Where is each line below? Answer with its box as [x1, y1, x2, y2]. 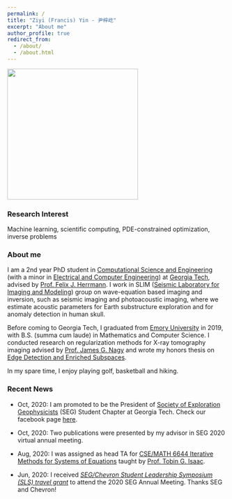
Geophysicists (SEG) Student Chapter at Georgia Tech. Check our [17, 408, 206, 416]
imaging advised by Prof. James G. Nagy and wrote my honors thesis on [7, 346, 215, 355]
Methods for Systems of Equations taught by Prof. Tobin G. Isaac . [17, 456, 206, 465]
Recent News [7, 385, 54, 394]
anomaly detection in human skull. [7, 310, 106, 318]
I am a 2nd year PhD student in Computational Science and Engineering [7, 266, 213, 274]
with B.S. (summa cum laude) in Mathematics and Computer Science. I [7, 331, 210, 339]
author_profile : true [7, 29, 70, 37]
